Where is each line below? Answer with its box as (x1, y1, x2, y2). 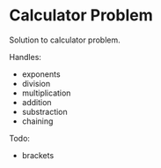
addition (21, 96, 52, 107)
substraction (21, 106, 68, 117)
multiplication (21, 88, 71, 98)
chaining (21, 116, 54, 126)
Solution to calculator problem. (9, 34, 121, 45)
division (21, 78, 51, 88)
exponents (21, 68, 61, 80)
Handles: (9, 51, 42, 62)
